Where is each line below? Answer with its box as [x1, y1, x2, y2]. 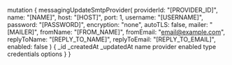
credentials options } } [7, 50, 71, 58]
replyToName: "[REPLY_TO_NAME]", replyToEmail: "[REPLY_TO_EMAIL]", [7, 35, 216, 44]
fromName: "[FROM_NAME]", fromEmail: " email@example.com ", [39, 28, 226, 36]
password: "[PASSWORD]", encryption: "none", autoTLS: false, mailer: [7, 21, 208, 28]
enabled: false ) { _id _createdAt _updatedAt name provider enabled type [7, 43, 217, 50]
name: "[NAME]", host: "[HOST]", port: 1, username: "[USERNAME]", [7, 13, 204, 21]
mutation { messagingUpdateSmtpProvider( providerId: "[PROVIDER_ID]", [7, 6, 218, 14]
